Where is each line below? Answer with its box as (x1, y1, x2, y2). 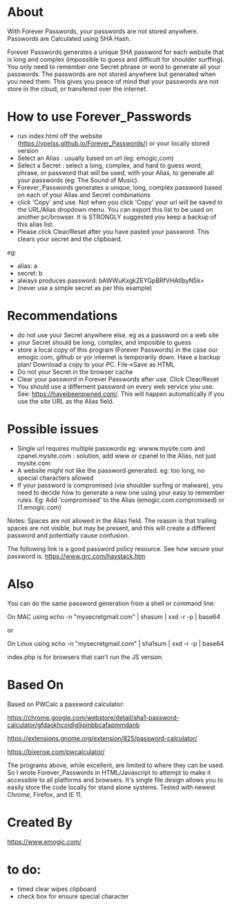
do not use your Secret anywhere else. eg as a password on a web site (17, 330, 219, 339)
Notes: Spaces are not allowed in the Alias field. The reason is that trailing (7, 517, 217, 525)
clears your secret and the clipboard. (17, 235, 123, 243)
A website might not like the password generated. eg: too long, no (17, 466, 205, 474)
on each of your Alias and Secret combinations (17, 190, 151, 199)
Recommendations (7, 308, 118, 324)
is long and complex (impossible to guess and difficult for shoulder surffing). (7, 55, 225, 63)
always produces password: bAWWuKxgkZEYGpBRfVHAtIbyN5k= (17, 276, 205, 285)
